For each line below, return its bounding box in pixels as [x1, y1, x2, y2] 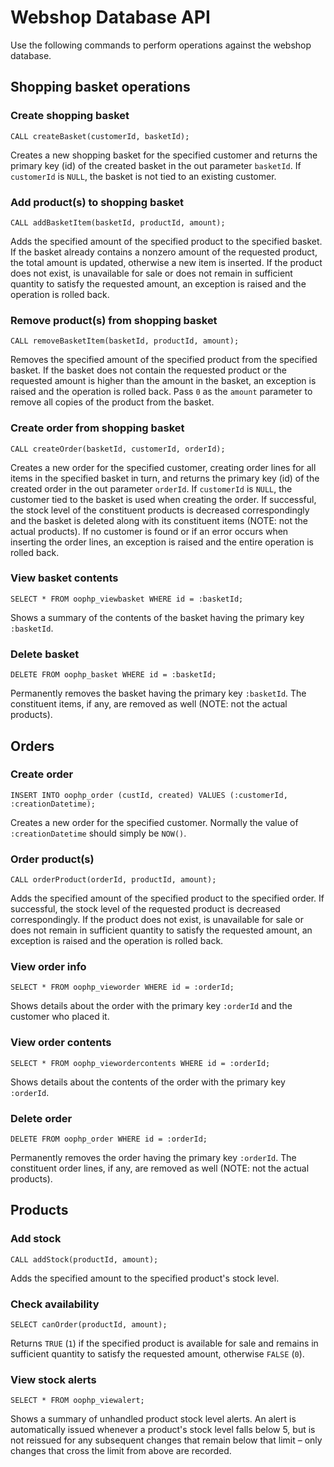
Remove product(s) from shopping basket [10, 313, 218, 327]
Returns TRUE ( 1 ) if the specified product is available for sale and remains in [10, 1337, 319, 1349]
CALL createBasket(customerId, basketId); [10, 131, 190, 141]
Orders [10, 737, 55, 755]
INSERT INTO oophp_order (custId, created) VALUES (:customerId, [10, 790, 288, 800]
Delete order [10, 1111, 73, 1125]
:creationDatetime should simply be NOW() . [10, 827, 187, 839]
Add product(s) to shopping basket [10, 195, 184, 209]
